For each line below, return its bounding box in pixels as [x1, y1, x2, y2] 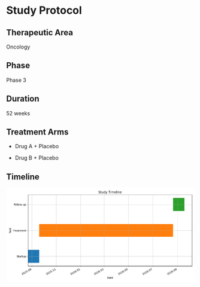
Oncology [6, 43, 31, 50]
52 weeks [6, 109, 31, 117]
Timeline [6, 172, 40, 182]
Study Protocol [6, 4, 82, 17]
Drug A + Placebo [14, 143, 59, 150]
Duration [6, 94, 40, 104]
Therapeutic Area [6, 28, 74, 38]
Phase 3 [6, 76, 27, 84]
